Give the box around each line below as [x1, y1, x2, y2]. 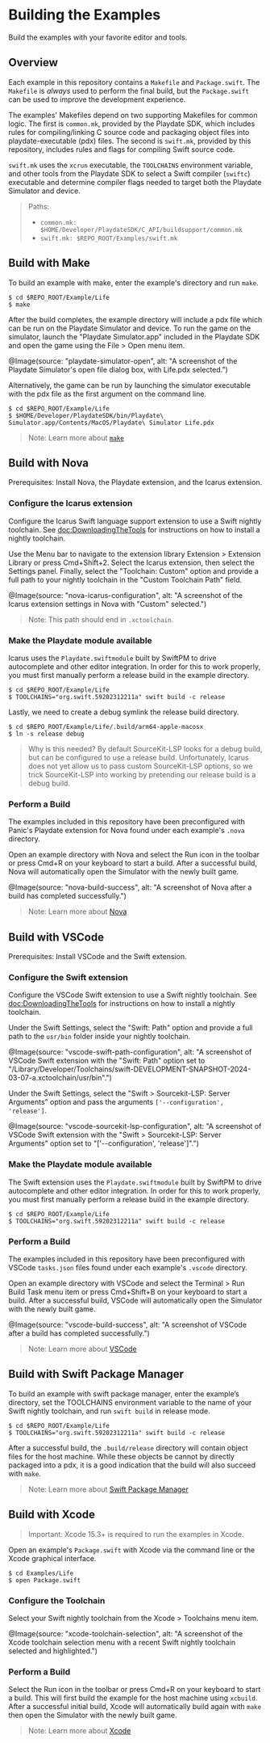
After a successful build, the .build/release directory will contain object [8, 1442, 248, 1452]
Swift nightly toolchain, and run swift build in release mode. [8, 1406, 211, 1416]
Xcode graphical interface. [8, 1553, 97, 1563]
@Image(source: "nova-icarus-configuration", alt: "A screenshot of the [8, 590, 243, 600]
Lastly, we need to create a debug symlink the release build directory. [8, 707, 239, 717]
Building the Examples [8, 6, 161, 24]
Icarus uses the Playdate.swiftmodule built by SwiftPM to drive [8, 653, 217, 663]
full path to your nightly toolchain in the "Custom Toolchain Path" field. [8, 575, 243, 584]
